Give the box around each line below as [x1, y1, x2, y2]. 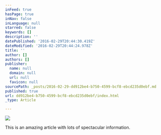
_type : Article [5, 98, 36, 103]
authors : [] [5, 57, 29, 62]
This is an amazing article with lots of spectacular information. [5, 125, 131, 131]
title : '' [5, 48, 25, 53]
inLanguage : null [5, 20, 41, 26]
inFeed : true [5, 7, 32, 12]
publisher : [5, 61, 27, 66]
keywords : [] [5, 30, 32, 35]
